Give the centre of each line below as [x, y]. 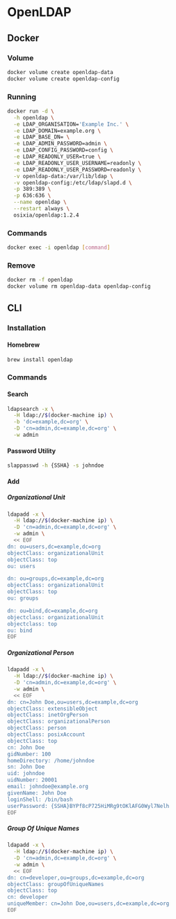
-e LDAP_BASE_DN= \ [42, 137]
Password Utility [32, 451]
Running [22, 96]
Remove [22, 265]
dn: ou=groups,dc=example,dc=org [56, 579]
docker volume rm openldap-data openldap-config [79, 287]
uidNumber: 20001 [32, 780]
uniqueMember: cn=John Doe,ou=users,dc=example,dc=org [88, 904]
